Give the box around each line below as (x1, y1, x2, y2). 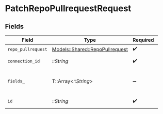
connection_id (7, 59, 40, 64)
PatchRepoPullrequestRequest (5, 3, 131, 14)
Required (132, 37, 154, 43)
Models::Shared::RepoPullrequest (51, 46, 128, 52)
